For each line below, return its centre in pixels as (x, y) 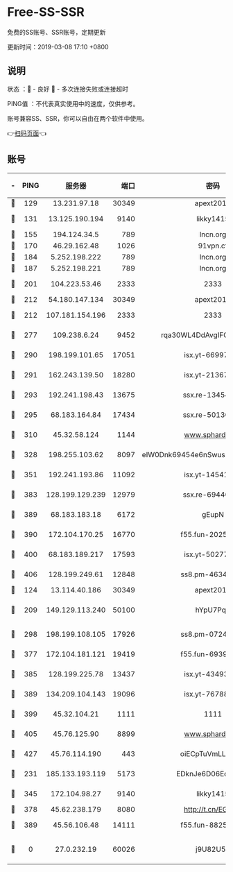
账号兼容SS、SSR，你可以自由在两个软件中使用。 (78, 118)
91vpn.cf (213, 246)
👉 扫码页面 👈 (27, 133)
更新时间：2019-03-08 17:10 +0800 (58, 46)
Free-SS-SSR (46, 12)
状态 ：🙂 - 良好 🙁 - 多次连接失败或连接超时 (68, 89)
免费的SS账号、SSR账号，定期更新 (57, 32)
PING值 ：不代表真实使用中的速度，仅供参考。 (73, 103)
